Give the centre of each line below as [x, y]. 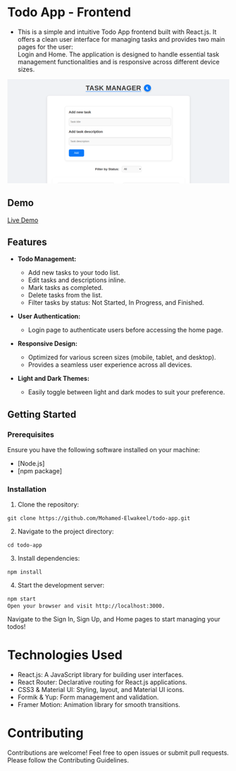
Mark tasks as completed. [66, 288]
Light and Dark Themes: [54, 379]
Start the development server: [61, 585]
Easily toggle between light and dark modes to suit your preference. [126, 392]
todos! [17, 627]
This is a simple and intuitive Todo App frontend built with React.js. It [117, 32]
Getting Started [42, 414]
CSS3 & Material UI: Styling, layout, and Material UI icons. [101, 690]
